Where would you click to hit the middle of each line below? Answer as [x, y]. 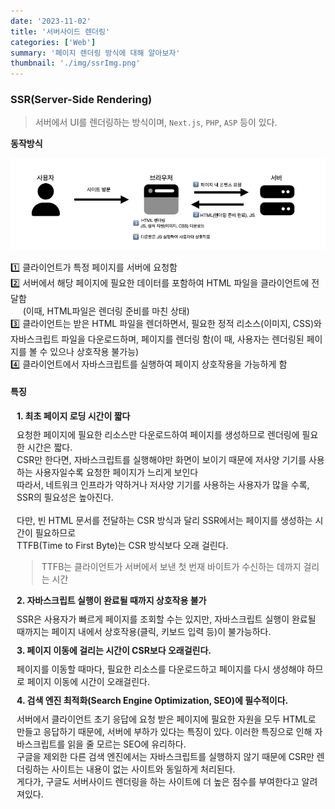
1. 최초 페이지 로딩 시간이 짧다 [73, 416]
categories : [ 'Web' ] [53, 42]
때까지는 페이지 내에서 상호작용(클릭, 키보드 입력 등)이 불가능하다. [144, 632]
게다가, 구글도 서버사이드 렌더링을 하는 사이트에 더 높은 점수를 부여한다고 [158, 782]
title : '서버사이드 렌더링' [60, 31]
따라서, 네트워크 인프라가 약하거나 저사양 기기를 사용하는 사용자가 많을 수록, [163, 485]
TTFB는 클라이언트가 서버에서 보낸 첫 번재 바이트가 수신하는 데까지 [171, 567]
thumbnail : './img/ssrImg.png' [75, 63]
